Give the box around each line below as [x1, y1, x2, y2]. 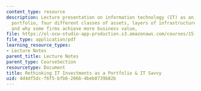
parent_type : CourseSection [6, 59, 77, 65]
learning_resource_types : [6, 43, 71, 48]
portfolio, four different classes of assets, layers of [11, 20, 157, 26]
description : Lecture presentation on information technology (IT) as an [6, 14, 194, 20]
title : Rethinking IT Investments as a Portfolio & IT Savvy [6, 70, 162, 76]
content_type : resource [6, 8, 66, 15]
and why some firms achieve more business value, [11, 25, 138, 32]
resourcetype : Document [6, 64, 66, 71]
